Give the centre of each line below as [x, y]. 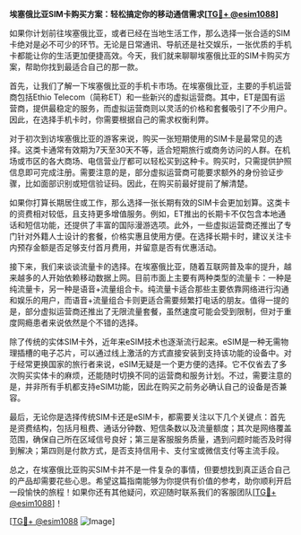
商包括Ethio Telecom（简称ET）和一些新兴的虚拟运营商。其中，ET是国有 [143, 97]
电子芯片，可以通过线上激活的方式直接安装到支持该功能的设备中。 [162, 353]
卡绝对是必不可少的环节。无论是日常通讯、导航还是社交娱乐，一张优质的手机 [150, 44]
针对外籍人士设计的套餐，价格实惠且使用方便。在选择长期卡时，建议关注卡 [154, 236]
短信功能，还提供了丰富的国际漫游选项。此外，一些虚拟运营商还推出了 [154, 225]
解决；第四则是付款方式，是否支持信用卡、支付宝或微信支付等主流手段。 [150, 451]
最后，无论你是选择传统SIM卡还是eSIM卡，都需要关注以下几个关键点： [140, 417]
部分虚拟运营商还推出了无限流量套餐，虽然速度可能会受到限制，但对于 [154, 311]
